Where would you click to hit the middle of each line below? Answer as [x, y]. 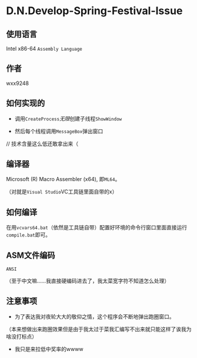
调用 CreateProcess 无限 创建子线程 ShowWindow [68, 119]
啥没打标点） [21, 336]
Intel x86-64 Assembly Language [44, 49]
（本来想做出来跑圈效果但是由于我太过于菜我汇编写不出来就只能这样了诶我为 [99, 329]
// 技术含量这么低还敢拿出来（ [42, 143]
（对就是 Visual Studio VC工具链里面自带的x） [62, 192]
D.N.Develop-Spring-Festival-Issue [94, 11]
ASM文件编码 [31, 255]
